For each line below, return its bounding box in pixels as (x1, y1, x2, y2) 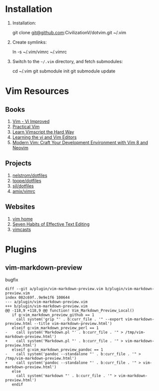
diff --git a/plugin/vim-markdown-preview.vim (5, 286, 103, 291)
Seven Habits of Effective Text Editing (12, 221, 90, 227)
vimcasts (12, 226, 31, 232)
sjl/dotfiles (12, 183, 34, 189)
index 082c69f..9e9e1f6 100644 (5, 295, 70, 300)
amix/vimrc (12, 188, 36, 194)
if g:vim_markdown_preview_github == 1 (11, 312, 94, 317)
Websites (5, 203, 35, 211)
